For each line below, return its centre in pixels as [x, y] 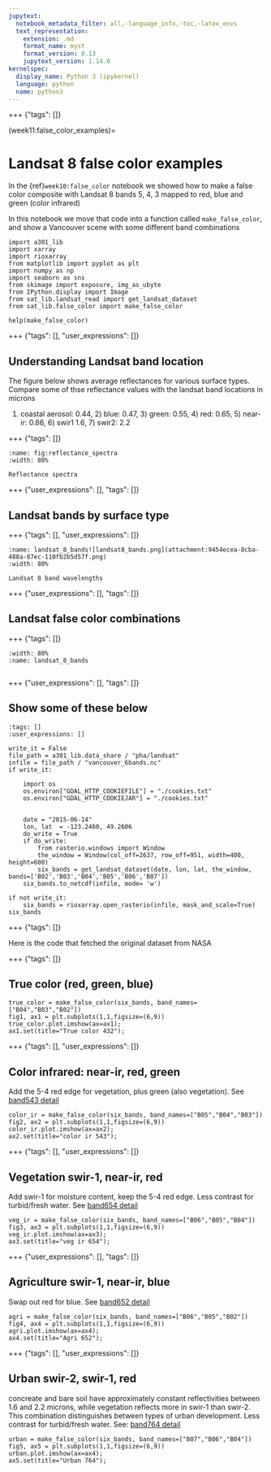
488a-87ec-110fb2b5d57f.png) [58, 557]
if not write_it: [38, 898]
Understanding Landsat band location [106, 361]
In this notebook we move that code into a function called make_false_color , [135, 219]
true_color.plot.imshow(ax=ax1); [65, 1024]
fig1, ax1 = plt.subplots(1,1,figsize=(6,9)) [86, 1017]
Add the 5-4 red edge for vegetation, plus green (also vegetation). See [127, 1091]
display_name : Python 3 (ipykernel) [77, 76]
